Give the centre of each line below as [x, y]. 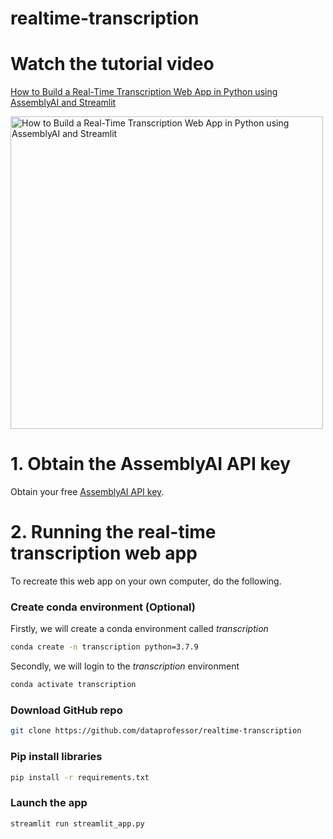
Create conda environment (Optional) [103, 607]
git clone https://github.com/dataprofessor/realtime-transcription [156, 731]
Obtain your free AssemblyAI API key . [87, 492]
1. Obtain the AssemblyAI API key [151, 464]
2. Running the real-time [113, 532]
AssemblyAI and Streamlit [63, 103]
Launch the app [49, 803]
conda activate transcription [73, 685]
